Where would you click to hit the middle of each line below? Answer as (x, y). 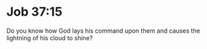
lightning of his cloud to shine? (50, 37)
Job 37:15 (35, 12)
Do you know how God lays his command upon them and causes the (103, 31)
